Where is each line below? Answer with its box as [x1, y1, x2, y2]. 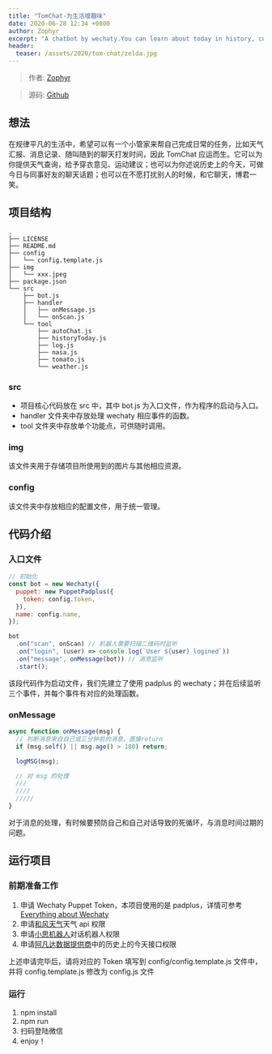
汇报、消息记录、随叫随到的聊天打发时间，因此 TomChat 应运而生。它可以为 [8, 149, 263, 159]
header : [8, 42, 35, 50]
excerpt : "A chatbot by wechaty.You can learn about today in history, [8, 34, 255, 43]
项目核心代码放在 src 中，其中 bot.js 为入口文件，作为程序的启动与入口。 [19, 401, 263, 410]
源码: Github [28, 90, 70, 100]
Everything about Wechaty [19, 909, 109, 919]
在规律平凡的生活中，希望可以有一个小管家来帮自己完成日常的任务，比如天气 [8, 139, 264, 148]
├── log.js [37, 341, 74, 349]
